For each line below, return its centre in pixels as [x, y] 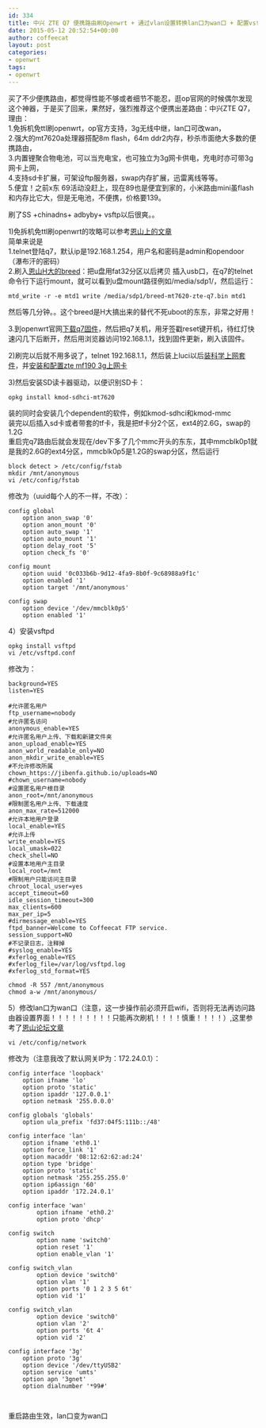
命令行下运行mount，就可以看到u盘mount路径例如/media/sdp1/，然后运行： [132, 281]
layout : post [30, 45]
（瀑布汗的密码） [36, 261]
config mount [30, 566]
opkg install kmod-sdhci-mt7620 [61, 397]
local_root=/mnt [35, 870]
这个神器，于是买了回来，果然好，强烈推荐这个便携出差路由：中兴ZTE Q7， [131, 108]
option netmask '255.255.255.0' [76, 1177]
